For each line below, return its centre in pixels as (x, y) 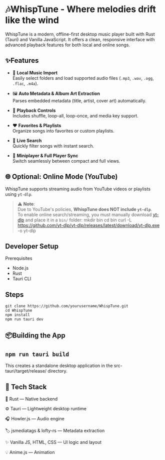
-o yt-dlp (26, 231)
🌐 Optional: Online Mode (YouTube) (61, 177)
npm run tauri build (37, 354)
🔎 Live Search (27, 140)
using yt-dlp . (19, 194)
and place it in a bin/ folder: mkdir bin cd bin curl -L (78, 220)
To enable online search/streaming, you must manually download (84, 214)
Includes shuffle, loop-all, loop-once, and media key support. (75, 116)
